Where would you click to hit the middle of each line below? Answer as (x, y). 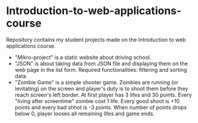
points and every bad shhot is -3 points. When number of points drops (100, 107)
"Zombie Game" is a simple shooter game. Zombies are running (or (97, 82)
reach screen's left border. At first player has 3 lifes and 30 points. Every (103, 95)
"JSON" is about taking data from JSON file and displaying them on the (101, 64)
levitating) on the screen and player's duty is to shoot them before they (101, 88)
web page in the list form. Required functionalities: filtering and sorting (101, 69)
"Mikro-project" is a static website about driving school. (83, 57)
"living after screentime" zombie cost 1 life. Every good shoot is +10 (97, 101)
